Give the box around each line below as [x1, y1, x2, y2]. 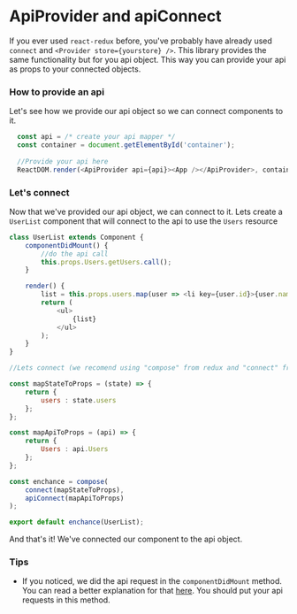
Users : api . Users [41, 445, 109, 454]
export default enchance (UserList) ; [9, 518, 144, 527]
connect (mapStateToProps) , [25, 485, 125, 495]
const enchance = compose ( [9, 477, 109, 486]
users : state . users [41, 395, 117, 404]
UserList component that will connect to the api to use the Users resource [9, 215, 278, 226]
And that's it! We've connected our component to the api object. [9, 533, 243, 545]
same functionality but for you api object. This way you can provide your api [9, 54, 286, 65]
